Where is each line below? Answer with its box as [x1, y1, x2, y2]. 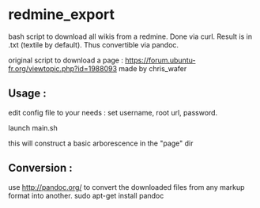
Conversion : [8, 161, 73, 175]
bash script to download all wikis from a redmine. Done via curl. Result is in [8, 32, 253, 41]
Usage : [8, 87, 47, 100]
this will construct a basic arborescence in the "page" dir [8, 138, 194, 148]
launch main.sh [8, 123, 58, 132]
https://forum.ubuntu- [125, 55, 196, 65]
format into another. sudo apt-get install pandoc [8, 191, 164, 200]
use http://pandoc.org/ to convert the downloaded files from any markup [8, 182, 245, 191]
